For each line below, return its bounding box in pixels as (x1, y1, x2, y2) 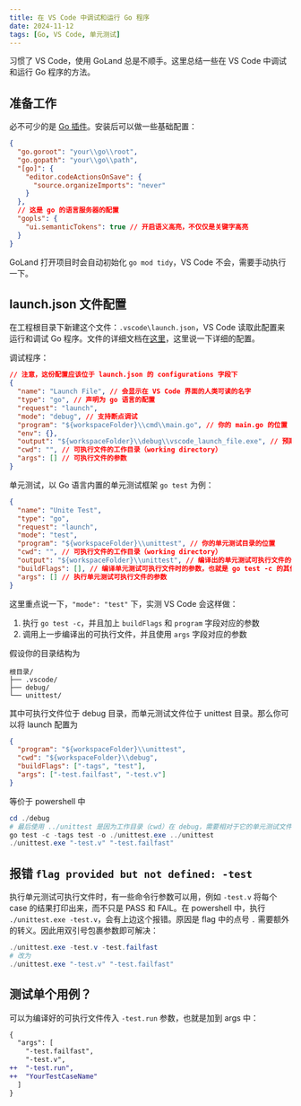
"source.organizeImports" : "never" (32, 180, 167, 189)
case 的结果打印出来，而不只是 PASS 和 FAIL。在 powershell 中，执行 (9, 903, 266, 914)
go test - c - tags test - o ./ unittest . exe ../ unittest (9, 830, 215, 839)
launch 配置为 (26, 719, 78, 730)
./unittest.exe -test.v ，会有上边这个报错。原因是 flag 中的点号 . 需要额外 (9, 914, 289, 925)
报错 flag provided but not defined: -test (9, 865, 253, 881)
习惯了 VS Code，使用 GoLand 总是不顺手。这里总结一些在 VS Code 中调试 (9, 56, 288, 66)
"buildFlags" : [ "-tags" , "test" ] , (17, 762, 146, 771)
